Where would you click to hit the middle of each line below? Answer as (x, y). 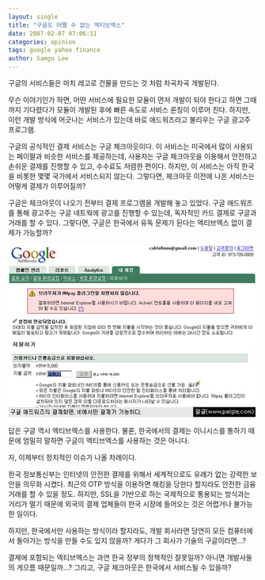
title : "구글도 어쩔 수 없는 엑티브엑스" (66, 25)
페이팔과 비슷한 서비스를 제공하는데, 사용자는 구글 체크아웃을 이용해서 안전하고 (137, 156)
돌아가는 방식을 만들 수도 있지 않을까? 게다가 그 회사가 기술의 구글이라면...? (131, 540)
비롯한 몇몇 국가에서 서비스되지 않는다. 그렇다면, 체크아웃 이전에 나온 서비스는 (136, 176)
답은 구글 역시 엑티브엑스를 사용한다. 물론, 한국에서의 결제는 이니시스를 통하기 (127, 431)
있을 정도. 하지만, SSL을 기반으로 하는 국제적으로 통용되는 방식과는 (148, 494)
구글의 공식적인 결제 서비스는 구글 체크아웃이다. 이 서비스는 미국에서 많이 (120, 146)
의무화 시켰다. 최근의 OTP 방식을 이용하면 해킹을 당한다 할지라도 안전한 (132, 484)
